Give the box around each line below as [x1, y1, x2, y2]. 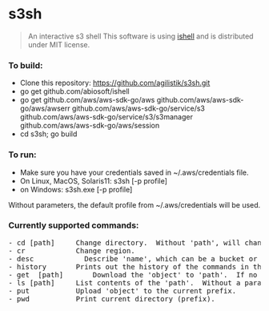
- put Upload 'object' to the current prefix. [8, 286, 237, 295]
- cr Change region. [8, 246, 135, 255]
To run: [8, 149, 38, 160]
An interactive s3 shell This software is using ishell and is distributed [27, 31, 254, 41]
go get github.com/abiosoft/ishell [19, 87, 130, 96]
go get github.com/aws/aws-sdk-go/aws [19, 95, 155, 105]
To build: [8, 59, 43, 71]
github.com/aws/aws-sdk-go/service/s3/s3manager [19, 112, 194, 122]
